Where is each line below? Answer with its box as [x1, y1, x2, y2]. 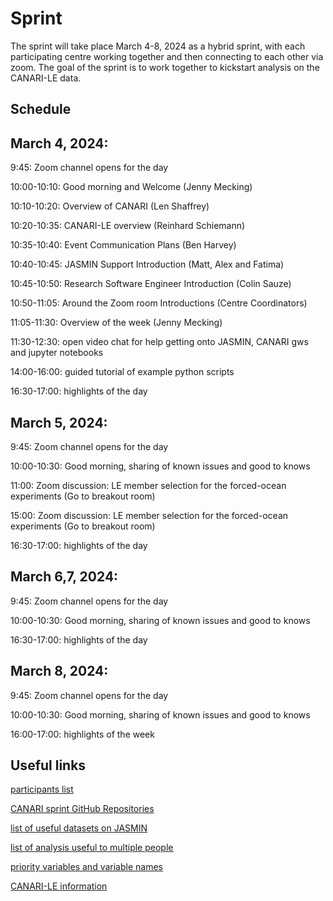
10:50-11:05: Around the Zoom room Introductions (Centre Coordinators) [10, 297, 308, 309]
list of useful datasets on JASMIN [10, 822, 148, 834]
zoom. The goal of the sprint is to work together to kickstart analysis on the [10, 61, 320, 73]
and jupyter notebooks [10, 347, 104, 359]
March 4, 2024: [10, 135, 109, 152]
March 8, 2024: [10, 663, 109, 680]
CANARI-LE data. [10, 72, 82, 84]
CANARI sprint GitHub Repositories [10, 803, 155, 815]
